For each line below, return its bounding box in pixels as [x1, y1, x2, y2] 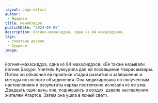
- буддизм [7, 43, 27, 48]
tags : [5, 34, 16, 39]
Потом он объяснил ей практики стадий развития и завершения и [5, 71, 142, 77]
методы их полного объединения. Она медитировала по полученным [5, 76, 150, 83]
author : [5, 12, 21, 17]
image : [5, 48, 18, 52]
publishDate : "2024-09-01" [5, 25, 60, 30]
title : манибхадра [5, 20, 42, 26]
